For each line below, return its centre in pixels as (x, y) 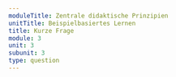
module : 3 (25, 38)
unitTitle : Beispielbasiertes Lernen (72, 23)
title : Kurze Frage (41, 30)
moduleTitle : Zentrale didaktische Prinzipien (88, 16)
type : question (34, 61)
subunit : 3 (27, 53)
